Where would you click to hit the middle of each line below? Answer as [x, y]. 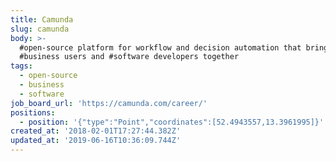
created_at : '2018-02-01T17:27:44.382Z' [96, 131]
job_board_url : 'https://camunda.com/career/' [109, 103]
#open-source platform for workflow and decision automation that [160, 47]
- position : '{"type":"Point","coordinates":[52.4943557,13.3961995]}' [172, 122]
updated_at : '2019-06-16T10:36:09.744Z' [96, 141]
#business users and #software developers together [129, 57]
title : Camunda [42, 19]
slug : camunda [40, 29]
